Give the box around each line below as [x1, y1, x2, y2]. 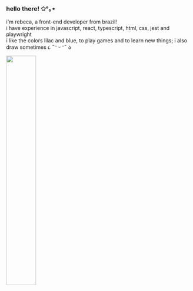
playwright [6, 31, 32, 38]
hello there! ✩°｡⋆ [6, 4, 56, 12]
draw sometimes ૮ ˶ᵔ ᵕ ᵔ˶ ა [6, 44, 72, 51]
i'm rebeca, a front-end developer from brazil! [6, 18, 118, 25]
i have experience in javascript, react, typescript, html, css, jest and [6, 25, 170, 32]
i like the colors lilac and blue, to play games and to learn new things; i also [6, 37, 187, 44]
